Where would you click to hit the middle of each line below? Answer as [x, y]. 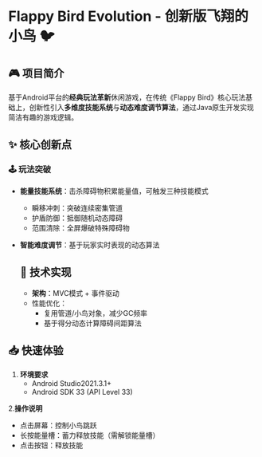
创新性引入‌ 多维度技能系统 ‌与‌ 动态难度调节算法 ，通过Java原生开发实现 [142, 107]
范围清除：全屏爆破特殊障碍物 [80, 227]
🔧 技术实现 [45, 272]
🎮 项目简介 [36, 73]
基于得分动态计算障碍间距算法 [92, 323]
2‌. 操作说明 [25, 408]
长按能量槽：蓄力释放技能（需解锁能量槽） [90, 435]
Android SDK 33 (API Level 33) [82, 392]
